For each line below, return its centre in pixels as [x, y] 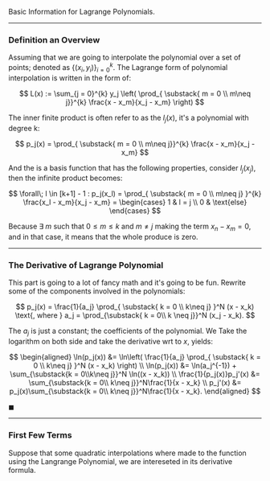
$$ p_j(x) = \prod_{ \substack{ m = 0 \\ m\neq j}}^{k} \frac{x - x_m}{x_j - [135, 143]
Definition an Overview [54, 39]
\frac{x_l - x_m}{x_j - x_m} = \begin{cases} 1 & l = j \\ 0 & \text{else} [135, 202]
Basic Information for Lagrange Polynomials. [82, 12]
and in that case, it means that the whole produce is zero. [103, 237]
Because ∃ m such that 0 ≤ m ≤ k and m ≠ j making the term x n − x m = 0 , [130, 227]
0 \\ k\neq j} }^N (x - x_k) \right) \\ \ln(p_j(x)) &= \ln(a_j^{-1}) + [135, 366]
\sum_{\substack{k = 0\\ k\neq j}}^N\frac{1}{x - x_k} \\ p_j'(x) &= [135, 383]
